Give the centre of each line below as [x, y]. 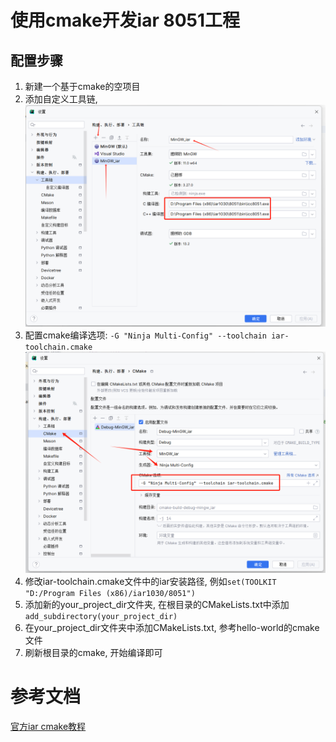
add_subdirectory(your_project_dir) [101, 617]
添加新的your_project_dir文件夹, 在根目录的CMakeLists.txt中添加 [157, 605]
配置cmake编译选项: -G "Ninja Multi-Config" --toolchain [145, 335]
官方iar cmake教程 [48, 726]
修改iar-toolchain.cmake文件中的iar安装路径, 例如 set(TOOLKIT [150, 582]
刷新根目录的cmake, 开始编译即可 [93, 653]
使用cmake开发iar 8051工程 [125, 20]
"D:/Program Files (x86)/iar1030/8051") [110, 594]
